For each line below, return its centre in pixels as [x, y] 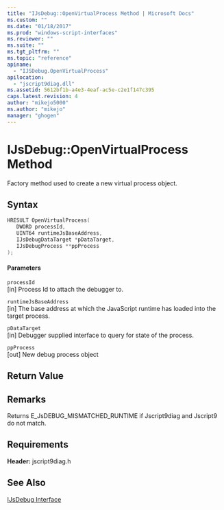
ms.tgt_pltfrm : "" [33, 52]
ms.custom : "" [27, 20]
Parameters [24, 268]
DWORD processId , [41, 227]
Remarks [27, 399]
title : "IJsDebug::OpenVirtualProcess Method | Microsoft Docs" [101, 13]
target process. [28, 316]
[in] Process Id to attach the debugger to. [65, 289]
